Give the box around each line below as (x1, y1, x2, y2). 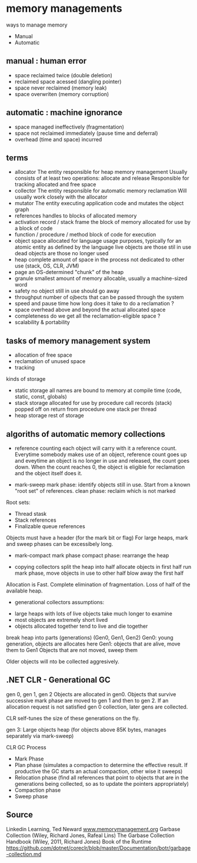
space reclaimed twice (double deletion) (14, 71, 113, 78)
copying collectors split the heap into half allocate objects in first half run (14, 564, 192, 570)
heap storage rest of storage (14, 412, 84, 419)
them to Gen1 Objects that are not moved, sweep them (6, 647, 138, 653)
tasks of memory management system (6, 335, 151, 346)
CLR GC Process (6, 743, 47, 750)
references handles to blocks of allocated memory (14, 212, 137, 219)
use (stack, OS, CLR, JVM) (14, 262, 79, 269)
